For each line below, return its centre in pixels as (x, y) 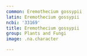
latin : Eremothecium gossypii (43, 17)
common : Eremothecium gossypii (44, 11)
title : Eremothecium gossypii (43, 28)
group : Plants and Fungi (36, 34)
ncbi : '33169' (23, 22)
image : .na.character (32, 39)
